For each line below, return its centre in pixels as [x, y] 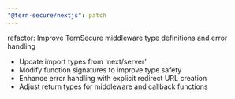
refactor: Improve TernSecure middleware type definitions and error [117, 38]
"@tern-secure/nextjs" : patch [57, 15]
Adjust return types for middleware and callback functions [113, 86]
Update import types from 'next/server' [83, 61]
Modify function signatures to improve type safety [100, 70]
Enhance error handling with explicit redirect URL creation [113, 78]
